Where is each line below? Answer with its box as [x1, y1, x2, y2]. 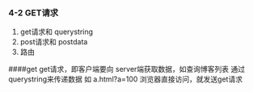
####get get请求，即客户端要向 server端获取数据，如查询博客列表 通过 [8, 65, 246, 74]
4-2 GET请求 [8, 6, 59, 18]
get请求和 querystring [19, 27, 94, 37]
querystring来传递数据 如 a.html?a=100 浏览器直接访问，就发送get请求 [8, 74, 243, 84]
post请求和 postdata [19, 37, 88, 47]
